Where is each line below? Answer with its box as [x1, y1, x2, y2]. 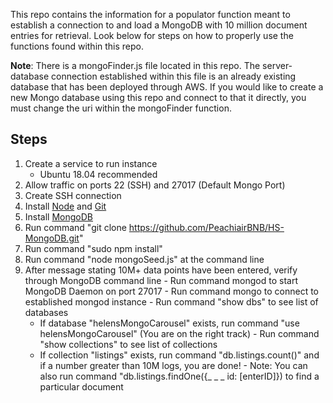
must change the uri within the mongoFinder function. [10, 102, 232, 114]
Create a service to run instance [24, 157, 158, 169]
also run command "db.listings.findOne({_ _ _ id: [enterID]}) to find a [39, 370, 320, 382]
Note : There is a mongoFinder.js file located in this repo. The [10, 60, 261, 71]
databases [24, 306, 69, 318]
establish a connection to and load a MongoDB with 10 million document [10, 19, 308, 31]
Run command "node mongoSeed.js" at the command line [24, 253, 265, 265]
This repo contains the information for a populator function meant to [10, 9, 291, 20]
